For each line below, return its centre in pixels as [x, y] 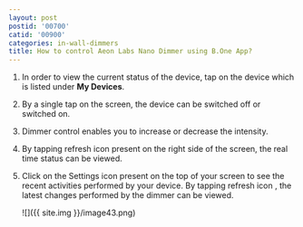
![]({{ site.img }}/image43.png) [78, 213]
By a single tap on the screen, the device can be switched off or [141, 104]
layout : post [33, 18]
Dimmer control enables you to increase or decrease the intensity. [145, 131]
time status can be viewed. [72, 158]
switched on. [46, 114]
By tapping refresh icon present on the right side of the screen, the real [155, 149]
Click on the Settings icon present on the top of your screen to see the [153, 176]
